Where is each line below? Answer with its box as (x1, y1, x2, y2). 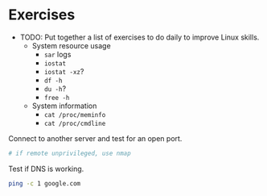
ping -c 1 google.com (8, 179, 81, 187)
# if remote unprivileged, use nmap (8, 149, 131, 157)
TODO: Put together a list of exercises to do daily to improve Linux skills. (19, 32, 260, 42)
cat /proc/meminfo (43, 111, 106, 119)
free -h (43, 94, 70, 102)
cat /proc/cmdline (43, 119, 106, 127)
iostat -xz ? (43, 66, 84, 76)
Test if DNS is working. (8, 164, 84, 173)
